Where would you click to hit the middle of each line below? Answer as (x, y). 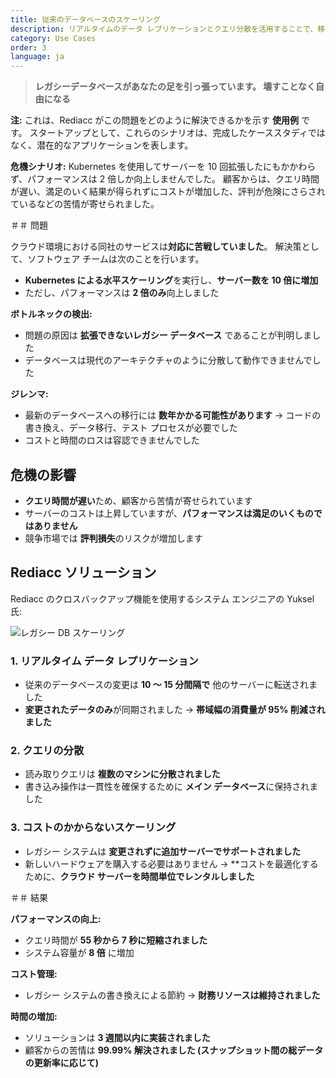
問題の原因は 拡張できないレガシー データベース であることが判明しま (168, 335)
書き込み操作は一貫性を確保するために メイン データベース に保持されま (171, 787)
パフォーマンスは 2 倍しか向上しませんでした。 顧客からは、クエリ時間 (173, 179)
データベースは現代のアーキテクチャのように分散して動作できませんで (168, 360)
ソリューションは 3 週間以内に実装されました (117, 1037)
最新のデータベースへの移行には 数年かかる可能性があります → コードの (173, 415)
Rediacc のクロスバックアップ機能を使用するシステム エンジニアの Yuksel (162, 598)
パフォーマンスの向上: (56, 918)
